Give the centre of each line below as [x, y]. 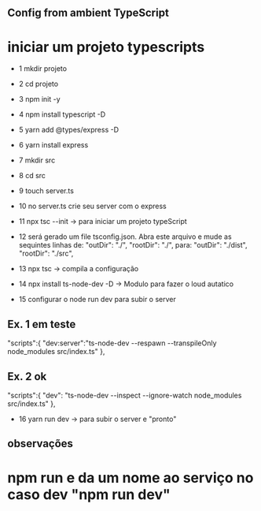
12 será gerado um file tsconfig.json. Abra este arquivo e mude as [125, 237]
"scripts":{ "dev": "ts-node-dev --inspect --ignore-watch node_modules [125, 395]
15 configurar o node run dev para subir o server [97, 300]
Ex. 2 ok [27, 377]
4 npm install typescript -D [62, 114]
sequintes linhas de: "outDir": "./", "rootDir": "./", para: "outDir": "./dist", [133, 245]
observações [40, 444]
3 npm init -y [39, 99]
